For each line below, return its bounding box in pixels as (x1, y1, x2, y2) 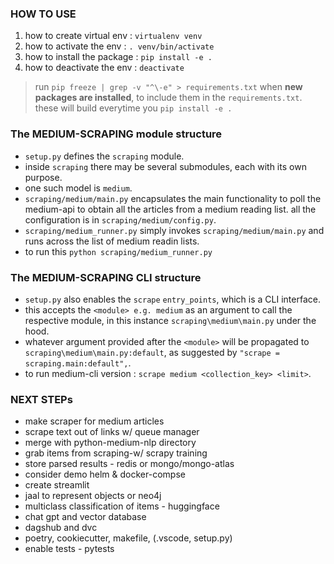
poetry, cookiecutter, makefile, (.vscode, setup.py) (24, 532, 233, 544)
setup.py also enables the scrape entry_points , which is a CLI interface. (24, 293, 321, 305)
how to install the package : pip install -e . (24, 51, 213, 63)
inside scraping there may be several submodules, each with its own (24, 160, 307, 172)
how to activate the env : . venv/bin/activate (24, 40, 215, 52)
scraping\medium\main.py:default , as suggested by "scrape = (24, 346, 280, 358)
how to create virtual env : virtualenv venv (24, 30, 203, 42)
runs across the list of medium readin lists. (24, 235, 200, 247)
